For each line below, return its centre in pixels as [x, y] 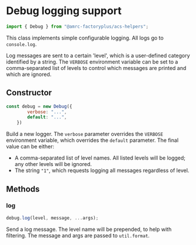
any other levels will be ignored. [53, 164]
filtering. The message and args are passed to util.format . [78, 235]
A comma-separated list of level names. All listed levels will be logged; [100, 158]
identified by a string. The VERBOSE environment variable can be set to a [92, 62]
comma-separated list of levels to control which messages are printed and [96, 68]
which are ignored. [29, 74]
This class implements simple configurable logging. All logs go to [85, 38]
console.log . [21, 44]
